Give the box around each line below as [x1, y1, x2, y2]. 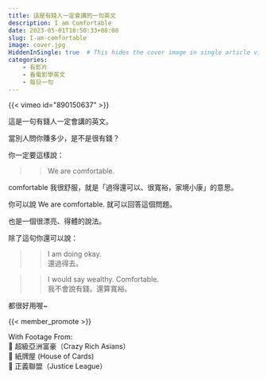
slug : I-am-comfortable [8, 33, 87, 42]
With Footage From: [8, 331, 73, 342]
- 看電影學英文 [22, 71, 66, 79]
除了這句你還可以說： [8, 233, 78, 242]
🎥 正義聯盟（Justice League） [8, 361, 107, 370]
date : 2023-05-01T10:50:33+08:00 [8, 26, 119, 34]
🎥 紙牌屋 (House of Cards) [8, 351, 95, 361]
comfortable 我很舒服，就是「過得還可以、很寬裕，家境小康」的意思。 [8, 182, 238, 191]
